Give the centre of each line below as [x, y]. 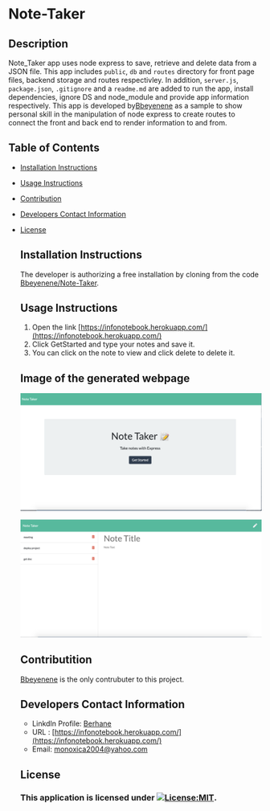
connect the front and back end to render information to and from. [118, 123]
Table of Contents [54, 148]
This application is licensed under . [118, 797]
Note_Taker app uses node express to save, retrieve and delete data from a [133, 63]
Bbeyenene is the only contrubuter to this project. [102, 679]
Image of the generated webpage [105, 378]
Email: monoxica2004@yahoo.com [90, 749]
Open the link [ [56, 327]
